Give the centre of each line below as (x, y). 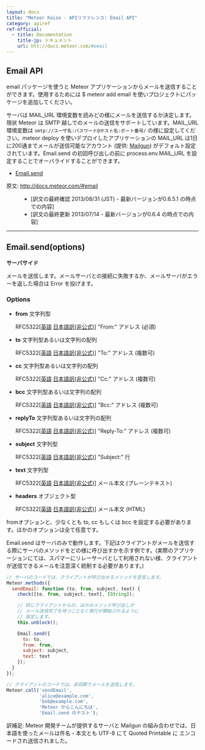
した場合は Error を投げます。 (59, 283)
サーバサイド (22, 263)
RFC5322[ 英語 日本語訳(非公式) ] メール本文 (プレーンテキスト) (94, 483)
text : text (36, 656)
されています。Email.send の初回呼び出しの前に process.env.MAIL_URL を (99, 153)
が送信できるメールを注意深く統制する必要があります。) (75, 566)
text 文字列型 (32, 470)
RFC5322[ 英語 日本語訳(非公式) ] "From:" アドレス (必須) (86, 327)
